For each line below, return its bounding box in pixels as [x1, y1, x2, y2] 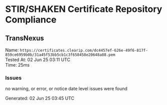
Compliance [5, 14, 57, 25]
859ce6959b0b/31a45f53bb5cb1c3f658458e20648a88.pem [5, 52, 115, 57]
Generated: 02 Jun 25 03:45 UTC [5, 96, 74, 102]
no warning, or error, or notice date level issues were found [5, 86, 128, 92]
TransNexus [5, 34, 44, 42]
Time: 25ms [5, 62, 30, 68]
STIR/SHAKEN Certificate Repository [5, 3, 162, 15]
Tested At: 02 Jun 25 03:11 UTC [5, 57, 71, 63]
